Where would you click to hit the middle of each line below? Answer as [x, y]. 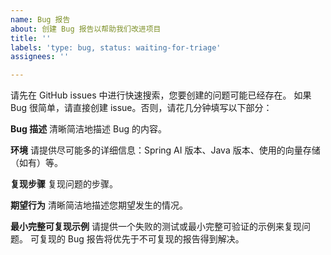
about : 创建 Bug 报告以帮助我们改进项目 [86, 29]
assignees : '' [40, 57]
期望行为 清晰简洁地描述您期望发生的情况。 [99, 205]
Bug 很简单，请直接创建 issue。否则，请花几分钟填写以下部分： [141, 108]
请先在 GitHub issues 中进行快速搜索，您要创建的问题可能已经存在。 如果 [161, 95]
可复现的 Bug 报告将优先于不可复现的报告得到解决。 [137, 239]
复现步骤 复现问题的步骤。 [64, 184]
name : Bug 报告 [40, 19]
